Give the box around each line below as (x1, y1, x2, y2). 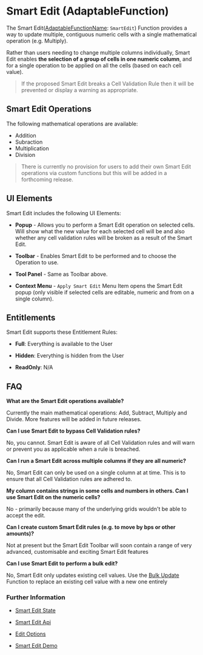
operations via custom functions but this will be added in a (21, 169, 167, 176)
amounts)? (6, 530, 35, 537)
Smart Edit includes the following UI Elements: (6, 209, 121, 216)
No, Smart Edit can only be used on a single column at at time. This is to (6, 469, 186, 476)
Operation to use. (15, 259, 59, 266)
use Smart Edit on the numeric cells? (6, 494, 101, 501)
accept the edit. (6, 512, 45, 519)
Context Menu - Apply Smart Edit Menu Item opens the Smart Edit (15, 282, 183, 289)
